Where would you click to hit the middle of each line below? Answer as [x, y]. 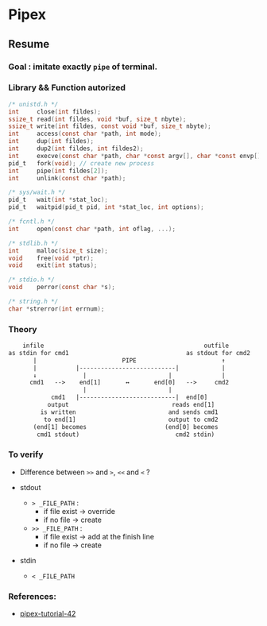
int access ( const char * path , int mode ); [85, 134]
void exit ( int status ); [53, 265]
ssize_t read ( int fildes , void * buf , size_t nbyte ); [97, 119]
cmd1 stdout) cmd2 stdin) [126, 435]
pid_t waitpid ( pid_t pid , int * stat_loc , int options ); [106, 207]
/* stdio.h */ [32, 280]
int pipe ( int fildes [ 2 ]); [58, 171]
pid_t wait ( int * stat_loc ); [58, 200]
